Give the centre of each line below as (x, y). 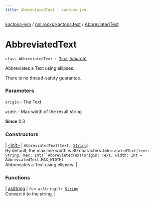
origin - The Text (23, 102)
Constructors (22, 134)
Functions (18, 178)
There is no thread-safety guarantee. (43, 78)
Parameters (20, 91)
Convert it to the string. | (31, 194)
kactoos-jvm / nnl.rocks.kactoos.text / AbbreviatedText (62, 24)
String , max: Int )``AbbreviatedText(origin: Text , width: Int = (74, 156)
